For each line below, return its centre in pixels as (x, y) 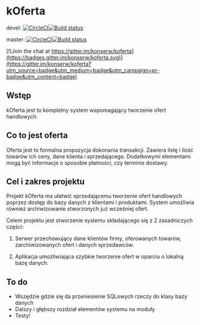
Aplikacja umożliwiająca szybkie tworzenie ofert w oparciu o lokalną (99, 256)
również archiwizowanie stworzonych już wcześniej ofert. (77, 209)
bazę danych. (32, 263)
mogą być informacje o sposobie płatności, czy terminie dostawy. (87, 162)
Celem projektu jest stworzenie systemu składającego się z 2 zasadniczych (100, 220)
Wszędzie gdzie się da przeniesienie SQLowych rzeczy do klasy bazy (101, 297)
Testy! (23, 316)
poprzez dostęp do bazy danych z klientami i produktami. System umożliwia (100, 202)
